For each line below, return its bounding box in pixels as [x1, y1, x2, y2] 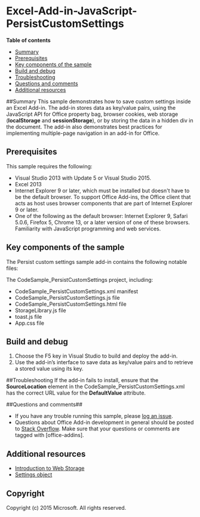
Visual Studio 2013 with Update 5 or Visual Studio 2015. [14, 174, 152, 181]
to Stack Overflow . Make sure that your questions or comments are [14, 425, 180, 432]
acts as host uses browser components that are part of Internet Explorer [14, 199, 193, 207]
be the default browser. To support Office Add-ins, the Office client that [14, 193, 191, 201]
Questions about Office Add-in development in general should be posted [14, 419, 194, 426]
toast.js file [14, 313, 42, 320]
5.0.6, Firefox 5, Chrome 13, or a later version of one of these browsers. [14, 219, 190, 226]
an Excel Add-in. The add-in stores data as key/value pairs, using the [6, 104, 176, 111]
